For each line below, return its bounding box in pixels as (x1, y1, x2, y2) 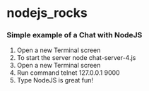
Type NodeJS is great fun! (16, 76, 93, 85)
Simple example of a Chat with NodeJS (6, 30, 143, 40)
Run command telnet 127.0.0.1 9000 (16, 68, 121, 77)
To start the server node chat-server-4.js (16, 54, 136, 62)
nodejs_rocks (6, 5, 88, 21)
